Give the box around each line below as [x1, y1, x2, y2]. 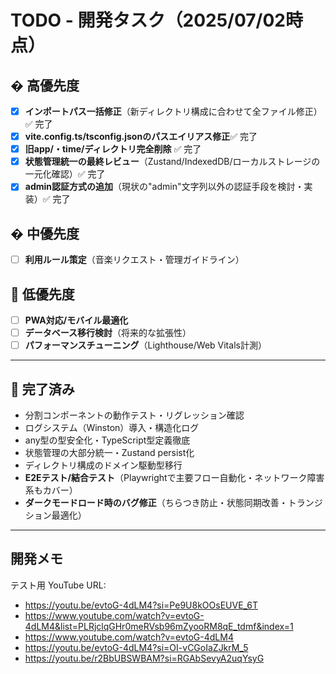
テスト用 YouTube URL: [10, 579, 107, 591]
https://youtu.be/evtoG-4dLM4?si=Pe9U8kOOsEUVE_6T [24, 599, 259, 611]
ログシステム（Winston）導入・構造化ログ [24, 422, 200, 433]
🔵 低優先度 [10, 286, 75, 303]
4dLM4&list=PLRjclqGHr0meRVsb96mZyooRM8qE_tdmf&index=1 [24, 620, 294, 632]
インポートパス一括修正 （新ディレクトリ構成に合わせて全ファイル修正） [24, 106, 323, 117]
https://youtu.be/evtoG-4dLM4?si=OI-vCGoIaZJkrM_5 [24, 641, 249, 653]
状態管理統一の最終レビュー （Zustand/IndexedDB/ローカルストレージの [24, 156, 321, 168]
